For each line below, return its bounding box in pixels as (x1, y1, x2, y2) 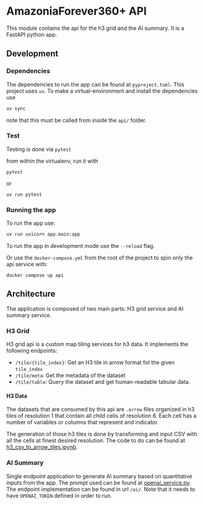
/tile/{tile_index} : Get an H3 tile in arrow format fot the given (15, 359, 175, 366)
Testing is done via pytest (6, 145, 72, 153)
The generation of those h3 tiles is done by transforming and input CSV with (6, 431, 198, 438)
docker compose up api (6, 272, 64, 278)
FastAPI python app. (6, 30, 57, 38)
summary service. (6, 311, 52, 319)
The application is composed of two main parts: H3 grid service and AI (6, 305, 184, 312)
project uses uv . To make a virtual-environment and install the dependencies (6, 87, 198, 94)
